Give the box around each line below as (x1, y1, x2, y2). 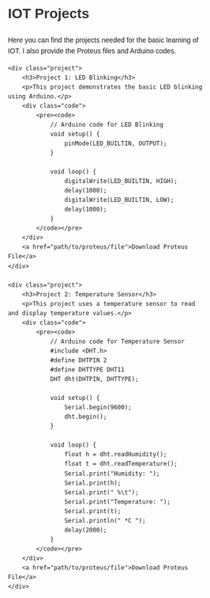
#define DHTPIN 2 (50, 356, 107, 364)
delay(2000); (64, 526, 107, 534)
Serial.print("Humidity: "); (64, 470, 160, 478)
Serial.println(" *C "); (64, 516, 146, 524)
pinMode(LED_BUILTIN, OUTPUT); (64, 139, 167, 147)
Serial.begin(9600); (64, 403, 132, 412)
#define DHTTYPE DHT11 (50, 366, 125, 374)
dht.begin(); (64, 413, 107, 421)
